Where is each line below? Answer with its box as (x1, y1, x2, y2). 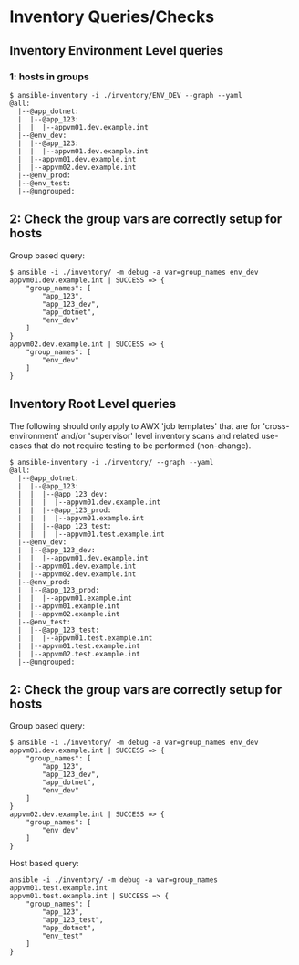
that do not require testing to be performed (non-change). (33, 440, 252, 451)
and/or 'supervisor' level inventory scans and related (60, 430, 260, 441)
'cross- (263, 420, 290, 431)
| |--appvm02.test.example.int (17, 649, 141, 658)
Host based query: (9, 858, 79, 869)
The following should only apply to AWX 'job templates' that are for (9, 420, 262, 431)
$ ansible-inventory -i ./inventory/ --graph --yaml (9, 457, 214, 467)
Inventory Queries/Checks (9, 6, 215, 27)
